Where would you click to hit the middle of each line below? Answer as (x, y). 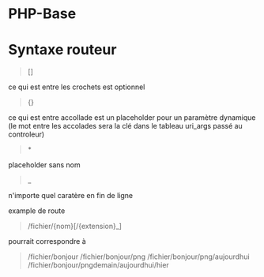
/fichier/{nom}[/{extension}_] (75, 226)
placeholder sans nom (44, 165)
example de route (37, 211)
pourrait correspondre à (47, 241)
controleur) (26, 134)
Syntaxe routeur (62, 50)
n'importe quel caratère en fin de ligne (70, 196)
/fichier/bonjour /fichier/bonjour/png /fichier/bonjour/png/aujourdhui (139, 256)
